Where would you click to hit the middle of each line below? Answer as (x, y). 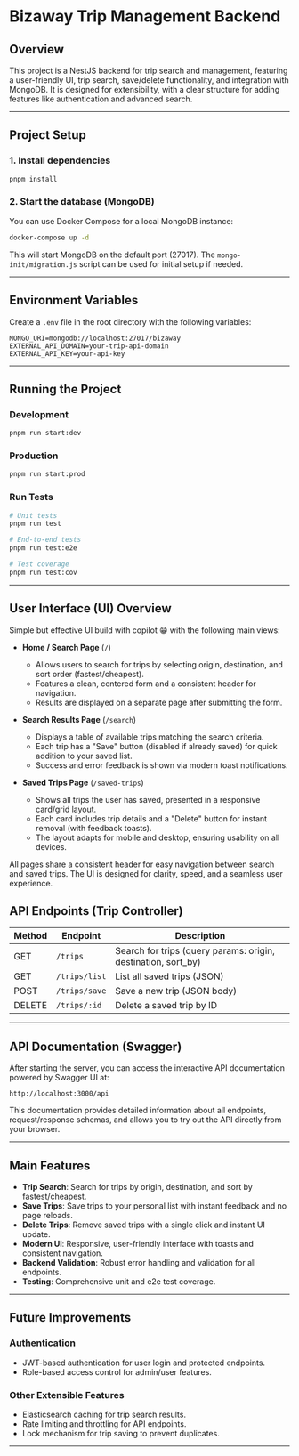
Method (31, 936)
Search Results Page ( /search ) (79, 719)
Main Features (50, 1165)
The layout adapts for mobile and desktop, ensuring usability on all (158, 837)
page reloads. (48, 1216)
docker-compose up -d (49, 238)
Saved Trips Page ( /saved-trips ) (83, 782)
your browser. (35, 1129)
